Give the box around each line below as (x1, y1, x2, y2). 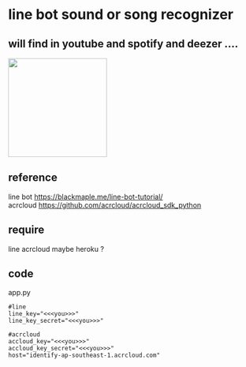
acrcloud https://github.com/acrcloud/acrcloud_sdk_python (8, 200, 202, 210)
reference (8, 171, 58, 185)
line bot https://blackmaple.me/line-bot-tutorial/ (8, 192, 163, 201)
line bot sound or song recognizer (8, 6, 234, 24)
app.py (8, 288, 32, 298)
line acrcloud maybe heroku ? (8, 244, 105, 253)
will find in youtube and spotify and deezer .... (8, 37, 239, 51)
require (8, 223, 45, 237)
